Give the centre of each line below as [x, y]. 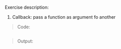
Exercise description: [27, 7]
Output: [25, 41]
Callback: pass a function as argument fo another [64, 17]
